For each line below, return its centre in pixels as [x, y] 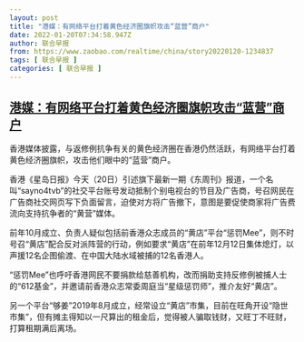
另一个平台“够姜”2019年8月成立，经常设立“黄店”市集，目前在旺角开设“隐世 [149, 305]
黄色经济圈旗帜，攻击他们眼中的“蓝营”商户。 [93, 159]
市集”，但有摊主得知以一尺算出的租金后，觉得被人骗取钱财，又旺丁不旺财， [151, 317]
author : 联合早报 [39, 43]
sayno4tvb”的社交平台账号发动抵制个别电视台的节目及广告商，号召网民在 [158, 190]
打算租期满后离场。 [45, 327]
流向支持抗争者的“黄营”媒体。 [65, 213]
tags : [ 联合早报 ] [44, 60]
